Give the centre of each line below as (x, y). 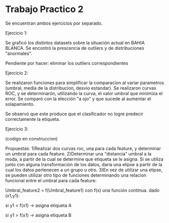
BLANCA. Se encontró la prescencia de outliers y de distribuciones (75, 48)
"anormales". (19, 53)
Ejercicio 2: (17, 73)
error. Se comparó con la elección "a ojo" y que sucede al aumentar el (78, 99)
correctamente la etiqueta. (33, 119)
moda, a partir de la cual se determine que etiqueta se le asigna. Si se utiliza (84, 159)
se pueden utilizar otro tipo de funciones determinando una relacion (76, 175)
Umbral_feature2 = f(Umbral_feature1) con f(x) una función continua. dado (82, 190)
